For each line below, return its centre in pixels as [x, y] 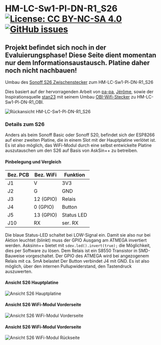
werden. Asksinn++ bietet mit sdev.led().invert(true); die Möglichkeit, [78, 245]
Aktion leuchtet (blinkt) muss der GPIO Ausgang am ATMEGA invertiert [76, 240]
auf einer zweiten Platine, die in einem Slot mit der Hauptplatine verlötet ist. [80, 140]
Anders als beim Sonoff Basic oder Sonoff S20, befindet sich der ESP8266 [80, 135]
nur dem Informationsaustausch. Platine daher [78, 62]
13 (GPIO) [46, 215]
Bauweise [15, 256]
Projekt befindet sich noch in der [56, 47]
